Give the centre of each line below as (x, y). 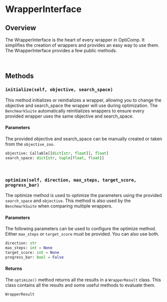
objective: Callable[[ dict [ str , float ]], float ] (57, 153)
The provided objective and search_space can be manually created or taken (84, 139)
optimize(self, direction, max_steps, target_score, (71, 180)
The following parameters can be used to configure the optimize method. (81, 229)
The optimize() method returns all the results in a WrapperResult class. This (83, 279)
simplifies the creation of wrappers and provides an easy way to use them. (82, 45)
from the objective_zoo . (30, 144)
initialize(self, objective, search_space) (59, 90)
